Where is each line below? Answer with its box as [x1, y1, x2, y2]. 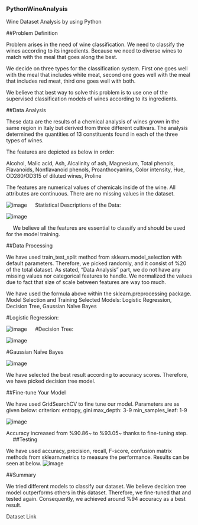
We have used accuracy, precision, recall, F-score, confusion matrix [6, 448, 173, 455]
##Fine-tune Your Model [6, 389, 66, 396]
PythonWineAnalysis [6, 5, 68, 13]
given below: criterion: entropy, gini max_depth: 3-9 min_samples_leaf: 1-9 [6, 407, 187, 414]
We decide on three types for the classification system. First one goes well [6, 65, 188, 72]
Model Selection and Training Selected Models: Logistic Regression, [6, 296, 172, 304]
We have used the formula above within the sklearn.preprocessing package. [6, 290, 192, 297]
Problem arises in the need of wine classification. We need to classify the [6, 41, 184, 48]
